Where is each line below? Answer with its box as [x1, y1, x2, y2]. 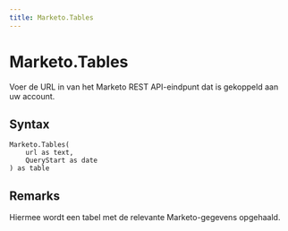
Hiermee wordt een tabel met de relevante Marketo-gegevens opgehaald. [9, 212, 281, 223]
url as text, [25, 149, 74, 158]
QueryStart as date [25, 156, 98, 166]
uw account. [9, 90, 55, 101]
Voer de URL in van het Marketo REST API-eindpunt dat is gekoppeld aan [9, 81, 279, 92]
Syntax [9, 116, 50, 132]
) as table [9, 164, 50, 173]
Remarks [9, 188, 61, 203]
